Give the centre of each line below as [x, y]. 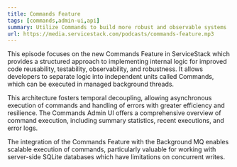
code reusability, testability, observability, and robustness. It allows [105, 69]
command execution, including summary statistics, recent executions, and [116, 121]
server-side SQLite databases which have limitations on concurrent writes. [116, 157]
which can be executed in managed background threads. [91, 84]
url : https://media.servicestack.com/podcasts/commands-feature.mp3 [111, 34]
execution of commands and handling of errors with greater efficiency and [116, 106]
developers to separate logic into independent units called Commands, [111, 77]
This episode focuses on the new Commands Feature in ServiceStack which [119, 54]
